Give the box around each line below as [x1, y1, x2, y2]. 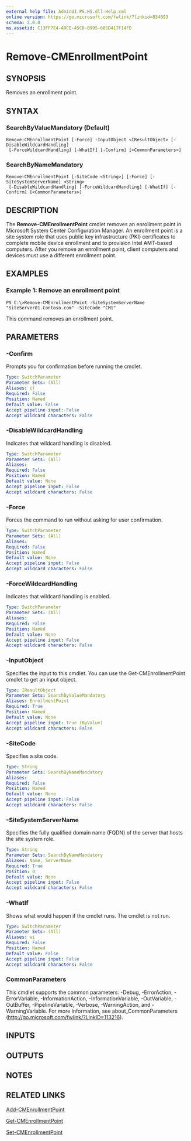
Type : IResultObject [6, 687, 57, 693]
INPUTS [6, 1031, 35, 1041]
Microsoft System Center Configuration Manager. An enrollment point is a [6, 227, 183, 234]
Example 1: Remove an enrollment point [6, 287, 120, 295]
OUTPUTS [6, 1050, 44, 1061]
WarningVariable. [6, 1007, 48, 1014]
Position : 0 [6, 868, 35, 874]
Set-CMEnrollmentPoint [6, 1129, 63, 1136]
